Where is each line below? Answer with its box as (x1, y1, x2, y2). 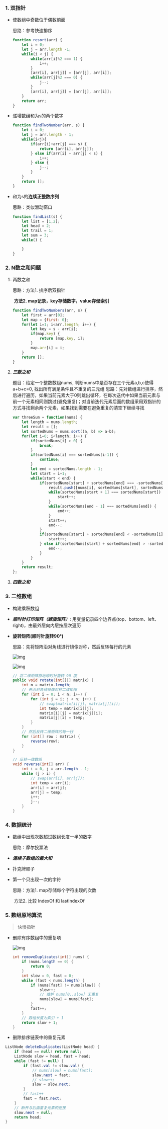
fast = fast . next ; (23, 1096, 62, 1101)
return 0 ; (31, 964, 51, 969)
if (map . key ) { (31, 331, 60, 337)
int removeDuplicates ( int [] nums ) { (12, 954, 89, 959)
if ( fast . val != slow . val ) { (23, 1063, 84, 1068)
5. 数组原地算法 (5, 912, 42, 919)
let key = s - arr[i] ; (31, 327, 78, 332)
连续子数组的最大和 (12, 855, 53, 861)
